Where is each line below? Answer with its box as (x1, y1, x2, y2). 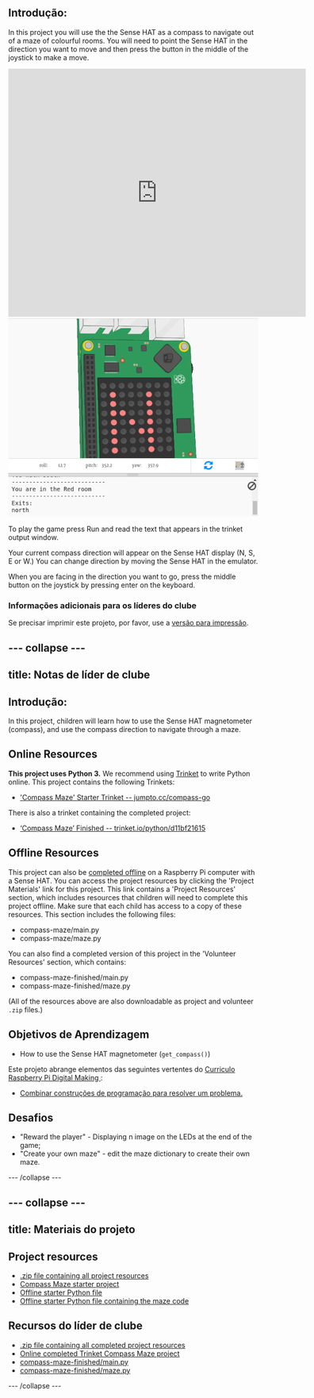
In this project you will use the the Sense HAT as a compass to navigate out (8, 27, 254, 37)
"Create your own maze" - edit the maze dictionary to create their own (19, 1149, 251, 1158)
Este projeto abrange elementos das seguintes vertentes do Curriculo (8, 1064, 235, 1074)
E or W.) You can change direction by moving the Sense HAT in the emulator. (8, 557, 258, 566)
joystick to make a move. (8, 52, 90, 62)
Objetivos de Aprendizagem (8, 1028, 150, 1042)
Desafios (8, 1111, 54, 1124)
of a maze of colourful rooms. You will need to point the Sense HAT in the (8, 36, 248, 45)
